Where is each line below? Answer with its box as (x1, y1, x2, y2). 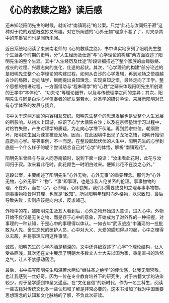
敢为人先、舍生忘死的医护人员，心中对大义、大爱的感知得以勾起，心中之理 (5, 226, 159, 233)
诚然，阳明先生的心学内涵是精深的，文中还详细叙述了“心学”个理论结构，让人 (5, 244, 163, 250)
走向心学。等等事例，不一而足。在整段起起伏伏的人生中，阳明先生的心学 (9, 138, 159, 144)
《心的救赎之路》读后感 (5, 5, 103, 16)
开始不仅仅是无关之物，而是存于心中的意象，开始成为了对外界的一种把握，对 (5, 214, 164, 220)
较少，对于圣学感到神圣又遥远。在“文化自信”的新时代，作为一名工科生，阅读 (5, 279, 163, 285)
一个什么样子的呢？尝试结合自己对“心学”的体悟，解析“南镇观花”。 (14, 144, 150, 150)
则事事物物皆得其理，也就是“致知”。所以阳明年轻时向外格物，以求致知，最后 (5, 191, 163, 197)
